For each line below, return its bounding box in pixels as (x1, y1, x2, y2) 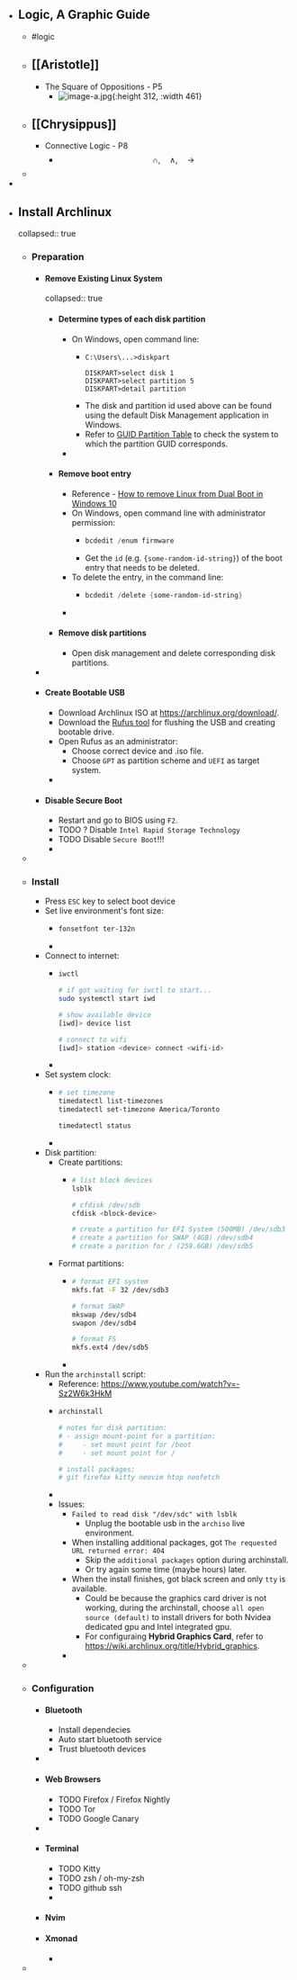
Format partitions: (58, 1258, 124, 1269)
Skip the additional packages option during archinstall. (85, 1554, 289, 1565)
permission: (71, 517, 115, 527)
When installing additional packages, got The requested (71, 1537, 277, 1548)
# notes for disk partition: (58, 1424, 168, 1433)
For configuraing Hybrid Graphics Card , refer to (85, 1631, 264, 1642)
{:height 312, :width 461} (112, 90, 202, 102)
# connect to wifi (58, 1035, 128, 1044)
